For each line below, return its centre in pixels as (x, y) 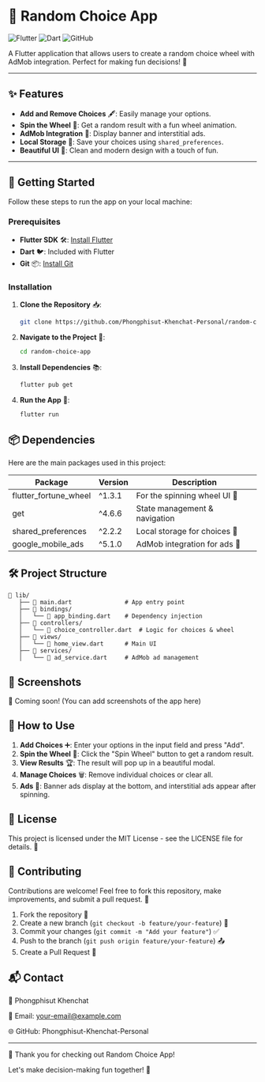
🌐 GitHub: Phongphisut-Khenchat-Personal (78, 1031)
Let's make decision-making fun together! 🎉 (80, 1070)
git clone (36, 322)
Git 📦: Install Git (46, 263)
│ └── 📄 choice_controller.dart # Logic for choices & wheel (127, 630)
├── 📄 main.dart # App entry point (102, 603)
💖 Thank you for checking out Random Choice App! (91, 1054)
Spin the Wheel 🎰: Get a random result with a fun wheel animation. (128, 125)
